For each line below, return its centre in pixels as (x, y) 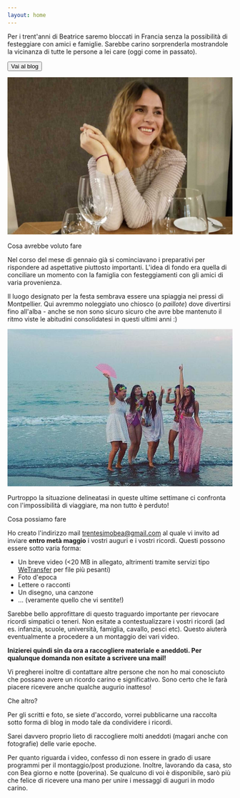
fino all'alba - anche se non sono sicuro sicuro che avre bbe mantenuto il (115, 311)
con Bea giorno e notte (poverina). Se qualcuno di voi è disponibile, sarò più (119, 773)
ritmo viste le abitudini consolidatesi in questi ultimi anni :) (92, 319)
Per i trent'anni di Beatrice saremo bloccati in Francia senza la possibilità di (118, 36)
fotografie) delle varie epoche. (52, 744)
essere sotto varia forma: (44, 548)
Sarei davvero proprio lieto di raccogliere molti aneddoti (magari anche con (118, 737)
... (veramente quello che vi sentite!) (71, 600)
